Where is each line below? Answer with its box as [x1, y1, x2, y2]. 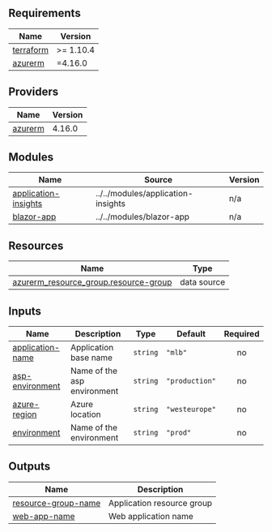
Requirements [8, 6, 81, 20]
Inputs [8, 304, 42, 318]
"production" [165, 376, 217, 386]
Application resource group [108, 497, 213, 508]
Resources [8, 238, 64, 252]
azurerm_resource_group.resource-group [12, 277, 172, 288]
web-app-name [12, 510, 75, 521]
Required [223, 328, 260, 340]
